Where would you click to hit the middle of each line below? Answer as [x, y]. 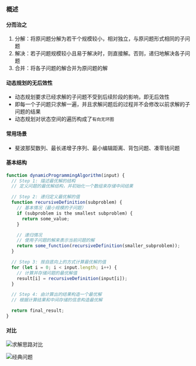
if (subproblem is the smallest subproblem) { [75, 213]
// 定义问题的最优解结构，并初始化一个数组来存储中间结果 [72, 186]
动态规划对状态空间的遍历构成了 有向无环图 [64, 119]
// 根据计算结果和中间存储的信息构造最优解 [57, 300]
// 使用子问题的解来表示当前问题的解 [56, 240]
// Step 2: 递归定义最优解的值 [46, 197]
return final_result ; [38, 311]
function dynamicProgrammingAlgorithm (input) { [66, 175]
